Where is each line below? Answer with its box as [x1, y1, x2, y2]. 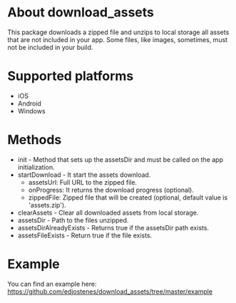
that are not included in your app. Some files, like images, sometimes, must [7, 35, 228, 43]
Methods [7, 132, 62, 148]
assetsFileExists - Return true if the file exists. [17, 231, 153, 240]
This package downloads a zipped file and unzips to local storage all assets [7, 28, 230, 36]
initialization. [17, 163, 55, 171]
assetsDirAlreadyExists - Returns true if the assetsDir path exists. [17, 223, 209, 232]
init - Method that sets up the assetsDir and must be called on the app [17, 155, 223, 164]
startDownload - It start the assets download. [17, 170, 151, 179]
